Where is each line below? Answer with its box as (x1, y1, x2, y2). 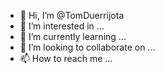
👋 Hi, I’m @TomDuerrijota (19, 10, 125, 21)
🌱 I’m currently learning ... (19, 31, 127, 42)
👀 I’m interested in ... (19, 20, 105, 32)
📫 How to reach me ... (19, 53, 113, 64)
